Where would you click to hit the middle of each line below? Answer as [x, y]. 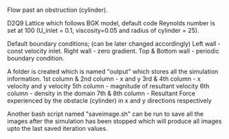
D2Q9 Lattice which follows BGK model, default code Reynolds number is [111, 23]
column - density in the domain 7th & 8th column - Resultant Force [101, 93]
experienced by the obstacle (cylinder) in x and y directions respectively [109, 101]
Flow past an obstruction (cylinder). [57, 10]
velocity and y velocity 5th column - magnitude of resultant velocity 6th [108, 86]
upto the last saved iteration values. [57, 128]
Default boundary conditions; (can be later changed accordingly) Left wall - [114, 43]
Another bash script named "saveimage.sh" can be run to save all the [106, 114]
